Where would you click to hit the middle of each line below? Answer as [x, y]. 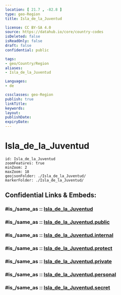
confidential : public [27, 50]
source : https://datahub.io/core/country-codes [54, 32]
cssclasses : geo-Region [29, 95]
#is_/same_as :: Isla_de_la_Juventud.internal [59, 236]
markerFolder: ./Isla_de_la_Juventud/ [44, 180]
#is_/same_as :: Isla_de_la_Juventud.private [59, 261]
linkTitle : [16, 104]
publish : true [20, 99]
